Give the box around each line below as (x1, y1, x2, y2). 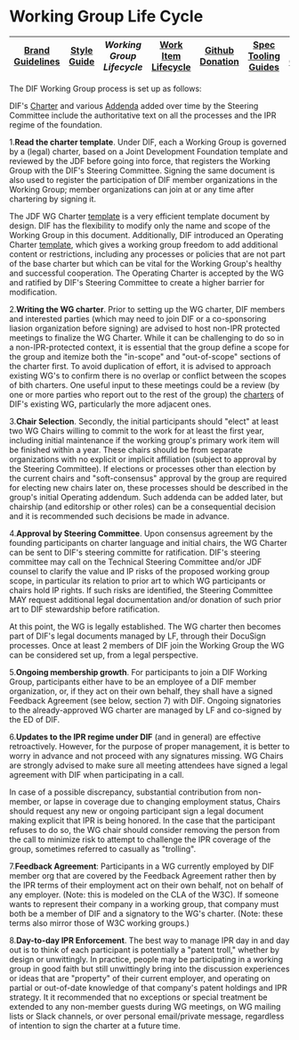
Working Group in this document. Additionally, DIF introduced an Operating (9, 229, 284, 240)
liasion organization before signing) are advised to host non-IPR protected (9, 323, 280, 334)
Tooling (247, 49, 280, 62)
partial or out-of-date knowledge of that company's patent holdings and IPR (9, 982, 287, 993)
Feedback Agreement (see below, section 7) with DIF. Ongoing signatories (9, 695, 282, 706)
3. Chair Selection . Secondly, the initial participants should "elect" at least (9, 416, 279, 426)
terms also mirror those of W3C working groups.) (9, 917, 190, 929)
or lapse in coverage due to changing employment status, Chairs (43, 796, 281, 806)
